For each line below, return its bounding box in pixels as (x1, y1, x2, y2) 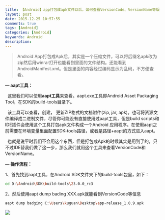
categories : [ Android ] (5, 30, 52, 35)
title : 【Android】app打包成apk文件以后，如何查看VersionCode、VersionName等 (5, 7, 156, 12)
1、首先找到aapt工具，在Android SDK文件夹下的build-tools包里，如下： (5, 171, 150, 177)
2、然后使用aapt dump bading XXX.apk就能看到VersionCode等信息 (5, 190, 141, 197)
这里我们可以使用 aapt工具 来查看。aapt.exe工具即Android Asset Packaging (7, 93, 159, 98)
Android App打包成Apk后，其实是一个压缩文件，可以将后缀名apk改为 (17, 53, 157, 59)
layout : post (5, 12, 32, 17)
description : (5, 39, 32, 44)
